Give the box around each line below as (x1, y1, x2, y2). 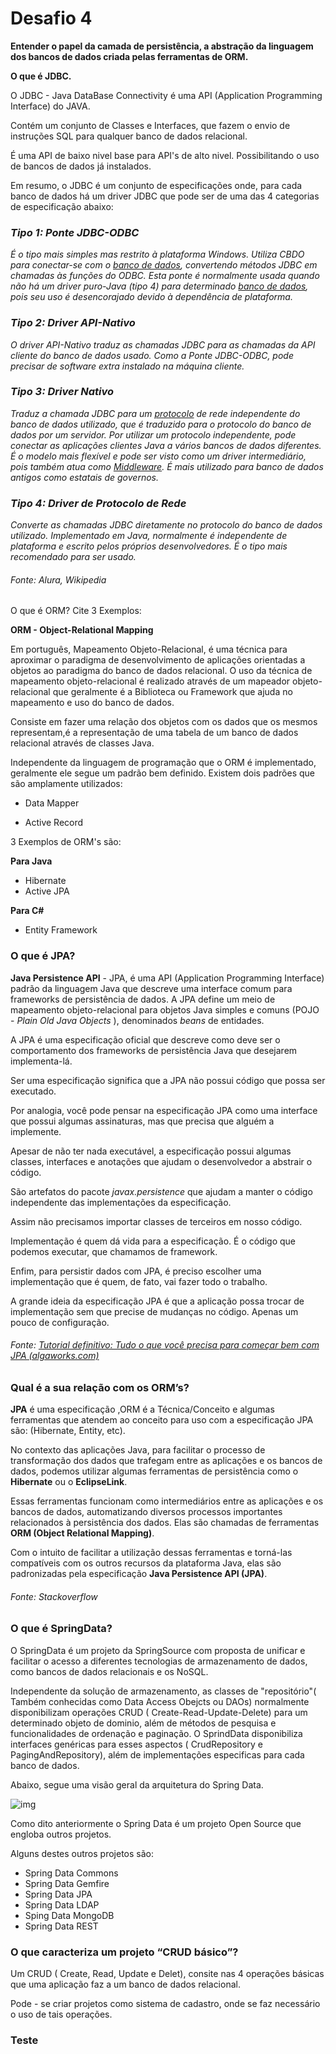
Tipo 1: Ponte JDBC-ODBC (10, 225, 140, 239)
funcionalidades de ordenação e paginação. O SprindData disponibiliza (10, 1727, 303, 1739)
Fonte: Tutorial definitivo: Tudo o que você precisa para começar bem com (10, 1339, 320, 1351)
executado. (10, 1085, 57, 1097)
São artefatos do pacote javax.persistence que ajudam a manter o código (10, 1185, 313, 1197)
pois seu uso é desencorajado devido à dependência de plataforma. (10, 291, 293, 303)
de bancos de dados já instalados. (10, 160, 152, 172)
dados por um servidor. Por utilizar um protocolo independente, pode (10, 428, 297, 441)
